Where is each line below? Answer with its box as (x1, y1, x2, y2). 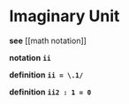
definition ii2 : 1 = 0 (9, 86, 92, 97)
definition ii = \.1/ (9, 69, 84, 80)
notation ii (9, 52, 51, 63)
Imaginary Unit (9, 6, 120, 26)
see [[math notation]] (9, 35, 87, 46)
